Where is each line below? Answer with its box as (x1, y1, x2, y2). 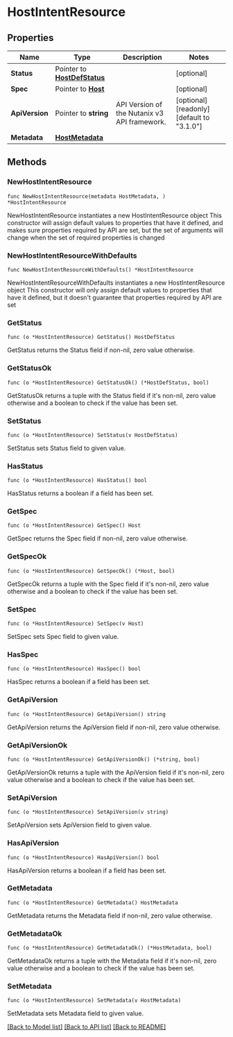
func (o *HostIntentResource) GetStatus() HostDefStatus (7, 334, 175, 341)
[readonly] (175, 104, 210, 113)
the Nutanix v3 (115, 108, 164, 118)
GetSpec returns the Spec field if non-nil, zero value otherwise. (7, 534, 188, 542)
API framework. (115, 117, 166, 126)
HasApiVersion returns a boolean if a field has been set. (7, 866, 166, 874)
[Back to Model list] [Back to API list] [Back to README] (7, 1022, 166, 1031)
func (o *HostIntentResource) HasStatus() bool (7, 477, 148, 484)
